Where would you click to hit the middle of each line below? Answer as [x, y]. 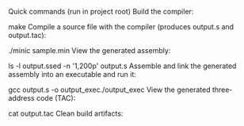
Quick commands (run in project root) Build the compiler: [101, 11]
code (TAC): [56, 98]
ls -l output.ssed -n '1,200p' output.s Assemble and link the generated [122, 66]
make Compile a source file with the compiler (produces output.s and [121, 27]
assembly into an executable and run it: [72, 74]
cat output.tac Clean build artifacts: [66, 113]
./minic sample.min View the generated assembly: [90, 50]
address [21, 98]
